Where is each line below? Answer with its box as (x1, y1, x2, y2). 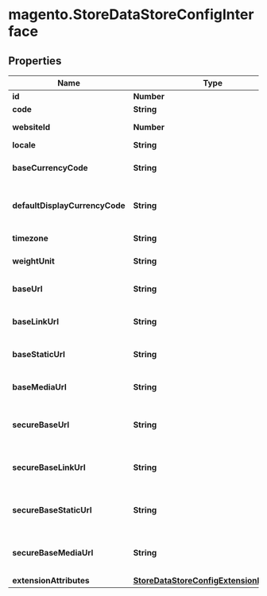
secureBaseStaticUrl (12, 505, 93, 515)
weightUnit (12, 256, 56, 267)
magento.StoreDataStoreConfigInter (8, 6, 254, 24)
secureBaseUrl (12, 419, 70, 430)
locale (12, 140, 36, 150)
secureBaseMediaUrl (12, 548, 94, 558)
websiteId (12, 121, 51, 133)
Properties (8, 54, 62, 67)
